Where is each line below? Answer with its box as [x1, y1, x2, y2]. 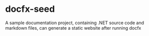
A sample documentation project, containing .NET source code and [5, 20, 144, 26]
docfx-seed [5, 3, 55, 15]
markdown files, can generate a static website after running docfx [5, 25, 141, 31]
